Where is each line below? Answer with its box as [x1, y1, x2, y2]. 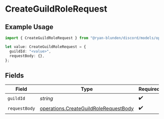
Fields [5, 71, 24, 80]
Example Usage [5, 23, 54, 31]
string [40, 95, 54, 102]
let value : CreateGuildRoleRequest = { [5, 44, 86, 49]
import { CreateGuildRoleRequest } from [5, 35, 89, 40]
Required [138, 86, 160, 93]
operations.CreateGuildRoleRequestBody [40, 105, 134, 112]
